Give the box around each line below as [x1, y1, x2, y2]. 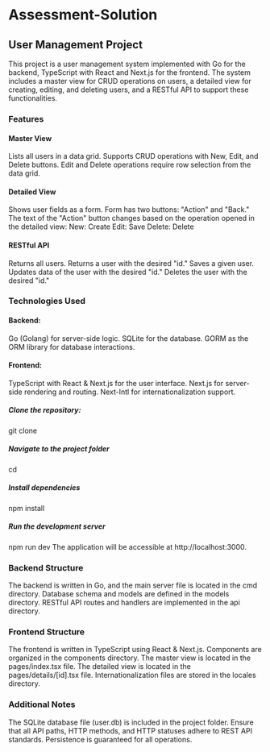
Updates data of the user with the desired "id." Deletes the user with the [8, 267, 247, 276]
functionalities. [8, 93, 58, 102]
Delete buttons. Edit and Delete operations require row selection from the [8, 160, 251, 170]
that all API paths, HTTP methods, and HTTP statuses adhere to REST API [8, 725, 252, 735]
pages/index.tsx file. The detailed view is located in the [8, 662, 191, 671]
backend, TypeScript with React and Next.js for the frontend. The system [8, 68, 251, 77]
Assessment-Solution [8, 6, 158, 24]
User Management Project [8, 38, 143, 52]
